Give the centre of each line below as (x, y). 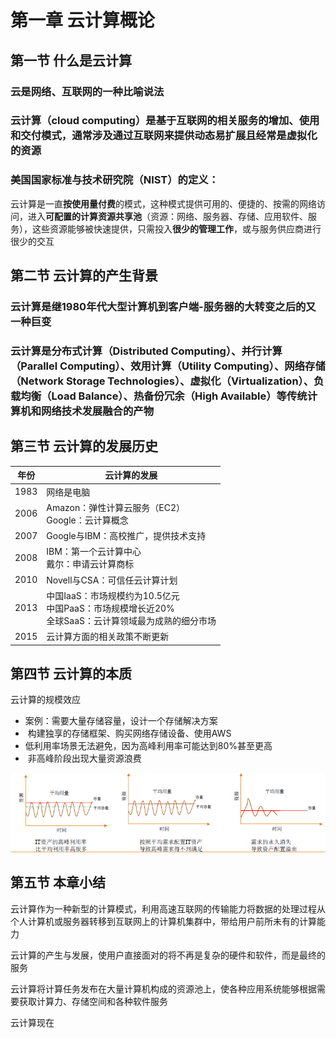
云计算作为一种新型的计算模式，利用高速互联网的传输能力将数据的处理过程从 (168, 908)
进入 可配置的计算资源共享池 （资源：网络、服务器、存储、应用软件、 (167, 216)
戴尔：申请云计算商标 (90, 564)
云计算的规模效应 (45, 700)
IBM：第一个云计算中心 (94, 552)
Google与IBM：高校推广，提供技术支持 (126, 536)
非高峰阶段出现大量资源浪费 (84, 758)
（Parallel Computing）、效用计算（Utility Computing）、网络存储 (168, 366)
